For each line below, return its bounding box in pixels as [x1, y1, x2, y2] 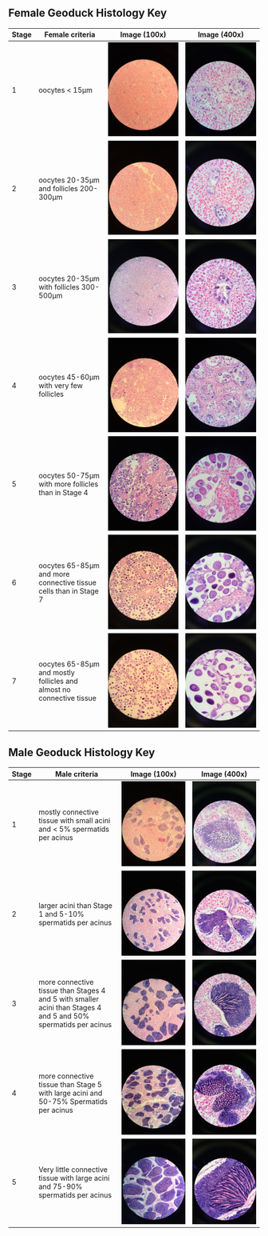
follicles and [38, 676, 78, 686]
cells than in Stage [38, 586, 100, 596]
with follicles [38, 282, 80, 292]
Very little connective [38, 1164, 108, 1174]
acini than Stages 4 [38, 1003, 102, 1013]
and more [38, 570, 70, 579]
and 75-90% [38, 1182, 83, 1191]
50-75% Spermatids [38, 1096, 108, 1106]
